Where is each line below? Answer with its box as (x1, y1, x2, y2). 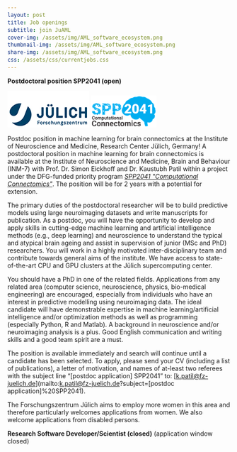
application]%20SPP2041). (7, 387, 86, 395)
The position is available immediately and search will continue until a (7, 348, 207, 358)
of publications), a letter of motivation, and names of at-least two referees (7, 364, 223, 373)
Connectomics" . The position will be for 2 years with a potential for (7, 180, 202, 188)
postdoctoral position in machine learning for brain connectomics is (7, 149, 204, 158)
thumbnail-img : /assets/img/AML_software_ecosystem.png (7, 41, 175, 49)
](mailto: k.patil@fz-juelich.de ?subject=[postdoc (35, 379, 175, 387)
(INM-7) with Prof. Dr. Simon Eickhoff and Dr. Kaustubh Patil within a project (7, 164, 229, 173)
